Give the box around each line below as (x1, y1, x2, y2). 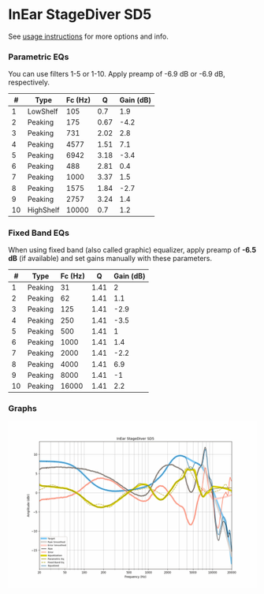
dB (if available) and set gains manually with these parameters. (8, 254, 213, 263)
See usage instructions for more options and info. (8, 32, 169, 41)
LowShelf (27, 106, 58, 116)
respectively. (8, 77, 50, 88)
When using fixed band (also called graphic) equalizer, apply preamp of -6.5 (8, 245, 257, 255)
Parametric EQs (8, 51, 69, 62)
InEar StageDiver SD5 (8, 6, 152, 24)
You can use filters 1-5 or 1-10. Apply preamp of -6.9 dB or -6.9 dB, (8, 69, 226, 79)
